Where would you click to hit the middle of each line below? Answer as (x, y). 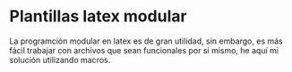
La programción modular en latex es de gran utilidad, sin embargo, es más (146, 41)
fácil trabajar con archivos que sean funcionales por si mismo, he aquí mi (144, 50)
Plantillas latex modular (98, 16)
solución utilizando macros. (60, 60)
